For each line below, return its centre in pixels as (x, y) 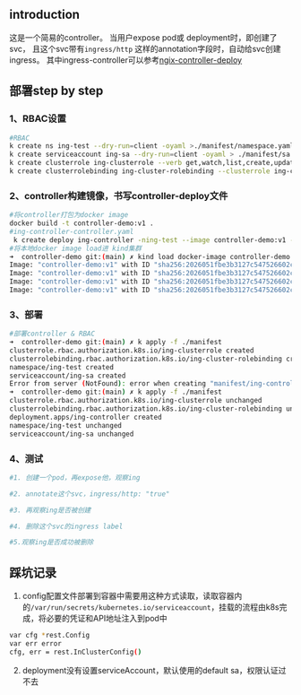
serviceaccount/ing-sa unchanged (72, 434)
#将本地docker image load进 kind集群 (75, 248)
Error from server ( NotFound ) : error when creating (107, 384)
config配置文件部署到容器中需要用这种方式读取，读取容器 (128, 596)
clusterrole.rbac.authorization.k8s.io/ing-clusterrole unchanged (136, 401)
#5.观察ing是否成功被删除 (52, 543)
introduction (45, 15)
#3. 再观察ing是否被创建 (50, 510)
